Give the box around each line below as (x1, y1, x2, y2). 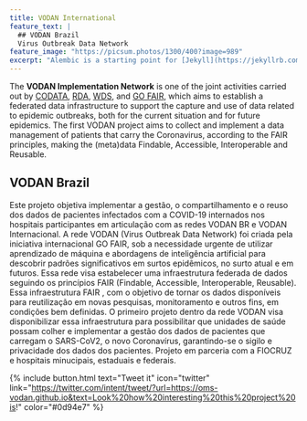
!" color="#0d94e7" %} (15, 401, 104, 412)
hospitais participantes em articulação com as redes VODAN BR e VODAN (9, 218, 288, 229)
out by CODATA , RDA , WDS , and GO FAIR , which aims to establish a (9, 90, 263, 101)
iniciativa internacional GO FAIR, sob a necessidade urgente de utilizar (9, 238, 273, 249)
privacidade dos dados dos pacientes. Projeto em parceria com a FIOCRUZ (9, 344, 292, 356)
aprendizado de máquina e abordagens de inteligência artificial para (9, 247, 267, 258)
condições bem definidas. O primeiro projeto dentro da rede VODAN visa (9, 306, 284, 317)
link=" (9, 382, 32, 393)
